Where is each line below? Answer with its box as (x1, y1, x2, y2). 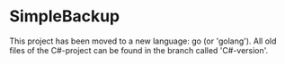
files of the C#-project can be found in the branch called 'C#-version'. (9, 44, 269, 55)
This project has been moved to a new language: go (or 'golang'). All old (9, 36, 277, 46)
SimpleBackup (9, 6, 120, 27)
